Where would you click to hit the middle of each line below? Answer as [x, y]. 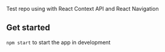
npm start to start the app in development [59, 42]
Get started [28, 28]
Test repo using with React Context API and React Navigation [82, 9]
